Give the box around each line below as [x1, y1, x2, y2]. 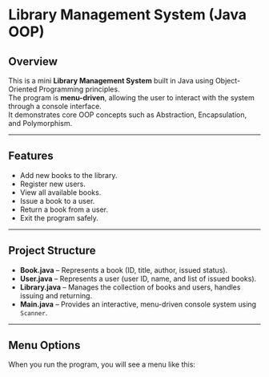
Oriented [8, 84, 38, 94]
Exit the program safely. [19, 213, 98, 222]
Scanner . [19, 307, 48, 318]
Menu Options [8, 338, 81, 352]
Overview [8, 55, 58, 68]
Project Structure [8, 244, 96, 257]
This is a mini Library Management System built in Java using [8, 76, 214, 85]
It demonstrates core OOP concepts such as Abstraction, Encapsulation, [8, 110, 247, 120]
